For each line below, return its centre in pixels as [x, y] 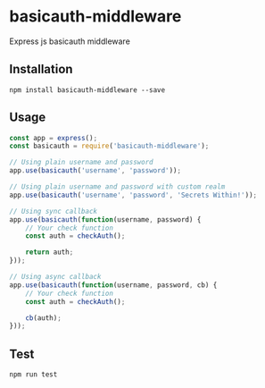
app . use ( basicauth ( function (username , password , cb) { [113, 285]
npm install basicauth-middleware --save [87, 90]
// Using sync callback [54, 211]
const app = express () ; [54, 138]
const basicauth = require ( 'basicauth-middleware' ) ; [109, 146]
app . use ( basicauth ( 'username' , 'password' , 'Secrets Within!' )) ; [133, 195]
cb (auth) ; [44, 318]
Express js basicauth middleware [70, 41]
